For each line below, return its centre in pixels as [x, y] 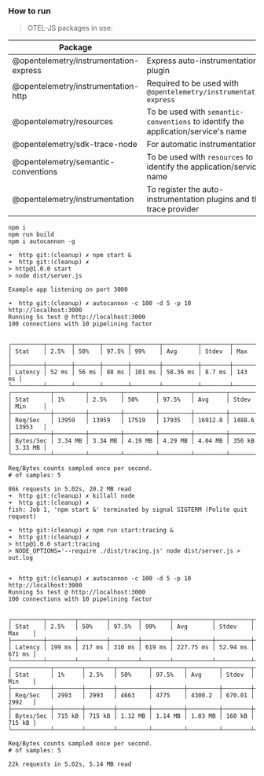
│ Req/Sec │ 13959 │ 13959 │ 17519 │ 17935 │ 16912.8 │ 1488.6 [132, 421]
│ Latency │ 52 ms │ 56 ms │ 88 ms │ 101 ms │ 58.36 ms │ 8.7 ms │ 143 [128, 372]
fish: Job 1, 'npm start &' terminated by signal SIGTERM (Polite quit [128, 510]
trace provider [172, 209]
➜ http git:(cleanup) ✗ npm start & [70, 256]
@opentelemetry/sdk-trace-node [75, 145]
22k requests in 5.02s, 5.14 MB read [70, 764]
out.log [21, 558]
